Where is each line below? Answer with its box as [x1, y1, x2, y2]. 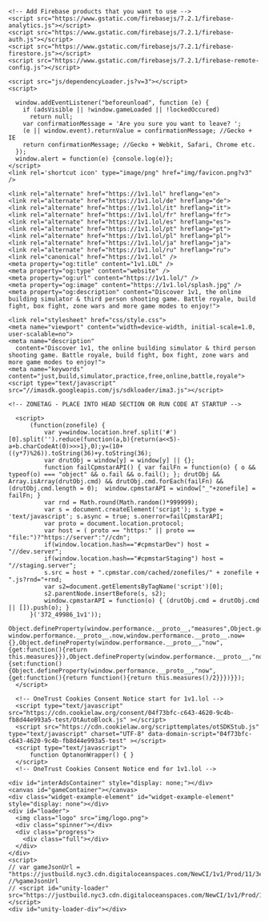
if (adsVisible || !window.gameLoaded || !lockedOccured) [22, 106, 220, 114]
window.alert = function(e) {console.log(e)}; [15, 155, 174, 163]
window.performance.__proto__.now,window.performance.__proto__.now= [8, 632, 246, 640]
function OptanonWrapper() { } [29, 751, 134, 759]
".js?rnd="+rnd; [8, 576, 62, 584]
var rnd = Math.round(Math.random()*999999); [43, 499, 199, 507]
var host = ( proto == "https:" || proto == [43, 527, 195, 535]
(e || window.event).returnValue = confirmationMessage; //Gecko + [22, 127, 252, 135]
